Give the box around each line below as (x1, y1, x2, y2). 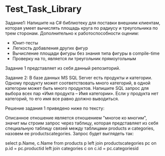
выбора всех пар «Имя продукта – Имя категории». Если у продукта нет (5, 90, 159, 96)
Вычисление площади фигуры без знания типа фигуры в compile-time (12, 50, 160, 56)
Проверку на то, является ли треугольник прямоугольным (12, 55, 136, 61)
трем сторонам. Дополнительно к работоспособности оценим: (5, 30, 139, 36)
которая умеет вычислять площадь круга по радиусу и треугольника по (5, 25, 158, 31)
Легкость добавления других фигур (12, 45, 88, 51)
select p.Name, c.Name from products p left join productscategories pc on (5, 140, 157, 146)
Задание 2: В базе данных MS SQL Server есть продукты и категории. (5, 75, 152, 80)
